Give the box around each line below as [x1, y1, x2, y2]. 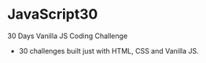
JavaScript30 [7, 5, 98, 23]
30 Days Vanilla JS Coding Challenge [7, 31, 128, 40]
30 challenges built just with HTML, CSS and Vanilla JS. [18, 46, 200, 55]
